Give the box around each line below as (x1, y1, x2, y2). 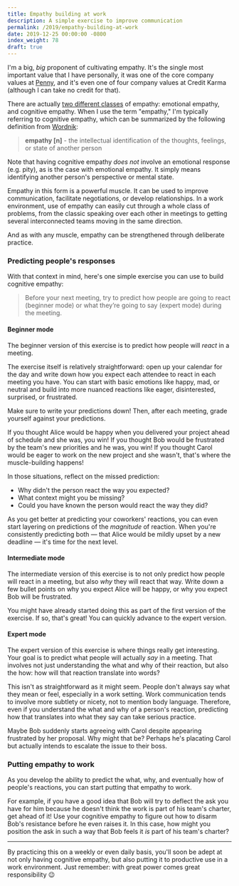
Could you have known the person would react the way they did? (17, 500, 208, 510)
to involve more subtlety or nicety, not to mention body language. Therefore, (7, 697, 231, 706)
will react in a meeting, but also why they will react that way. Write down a (7, 577, 224, 585)
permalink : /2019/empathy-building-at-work (7, 24, 139, 31)
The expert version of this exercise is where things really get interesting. (7, 646, 219, 654)
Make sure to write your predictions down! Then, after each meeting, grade (7, 406, 228, 415)
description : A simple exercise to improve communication (7, 17, 183, 24)
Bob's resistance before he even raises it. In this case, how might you (7, 820, 211, 828)
